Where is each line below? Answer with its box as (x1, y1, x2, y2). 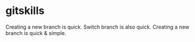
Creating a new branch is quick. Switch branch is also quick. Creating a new (5, 23, 190, 30)
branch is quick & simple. (5, 29, 66, 36)
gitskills (5, 4, 45, 17)
